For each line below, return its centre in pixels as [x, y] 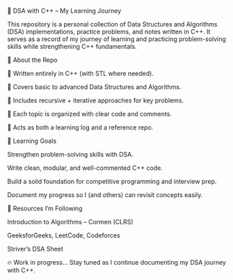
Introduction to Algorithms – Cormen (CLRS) [70, 222]
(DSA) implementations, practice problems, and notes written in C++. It [109, 32]
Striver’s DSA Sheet [35, 249]
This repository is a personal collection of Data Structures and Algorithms [112, 24]
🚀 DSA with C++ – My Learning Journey [64, 11]
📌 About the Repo [32, 60]
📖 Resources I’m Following [45, 208]
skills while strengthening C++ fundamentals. [72, 46]
